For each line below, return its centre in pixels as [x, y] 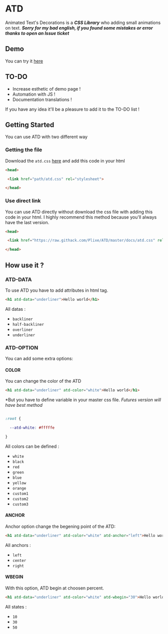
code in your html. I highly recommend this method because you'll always [81, 217]
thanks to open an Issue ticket [37, 33]
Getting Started [30, 125]
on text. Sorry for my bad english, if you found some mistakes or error [79, 28]
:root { [13, 419]
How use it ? [24, 265]
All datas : [15, 309]
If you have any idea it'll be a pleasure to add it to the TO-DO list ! [72, 109]
